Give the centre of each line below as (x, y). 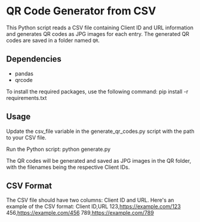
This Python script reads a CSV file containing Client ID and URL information (100, 28)
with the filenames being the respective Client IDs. (68, 167)
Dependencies (34, 59)
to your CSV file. (26, 137)
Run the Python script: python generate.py (59, 149)
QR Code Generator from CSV (81, 11)
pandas (24, 74)
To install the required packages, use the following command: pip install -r (97, 92)
